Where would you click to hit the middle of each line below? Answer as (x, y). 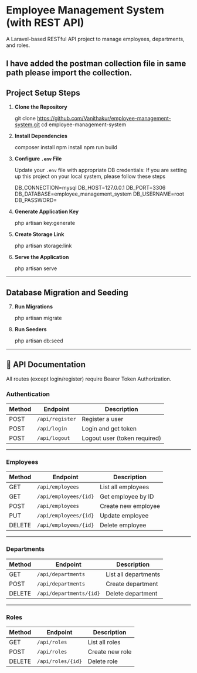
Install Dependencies (41, 136)
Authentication (28, 394)
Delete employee (123, 525)
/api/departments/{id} (69, 593)
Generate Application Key (47, 211)
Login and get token (109, 429)
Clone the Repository (41, 107)
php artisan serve (36, 268)
